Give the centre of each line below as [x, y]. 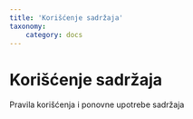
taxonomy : [28, 26]
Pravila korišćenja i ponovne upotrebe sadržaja [97, 104]
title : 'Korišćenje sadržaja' [67, 18]
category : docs [54, 35]
